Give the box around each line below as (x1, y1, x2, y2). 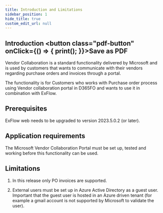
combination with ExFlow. (5, 91, 57, 96)
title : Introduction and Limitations (5, 7, 83, 12)
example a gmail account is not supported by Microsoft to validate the (12, 197, 154, 203)
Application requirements (5, 132, 85, 140)
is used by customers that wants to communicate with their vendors (5, 65, 143, 71)
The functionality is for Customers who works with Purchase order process (5, 80, 158, 86)
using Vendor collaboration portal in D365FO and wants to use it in (5, 85, 140, 91)
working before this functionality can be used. (5, 150, 98, 156)
